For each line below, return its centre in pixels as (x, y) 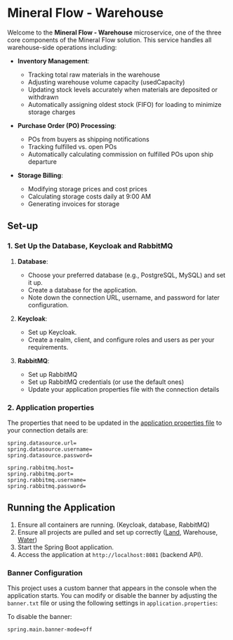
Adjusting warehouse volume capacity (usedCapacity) (106, 82)
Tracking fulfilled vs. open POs (72, 146)
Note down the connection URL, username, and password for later (124, 297)
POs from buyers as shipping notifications (88, 139)
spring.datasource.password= (50, 455)
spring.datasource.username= (50, 449)
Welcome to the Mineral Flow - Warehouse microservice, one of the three (114, 32)
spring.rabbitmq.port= (40, 474)
